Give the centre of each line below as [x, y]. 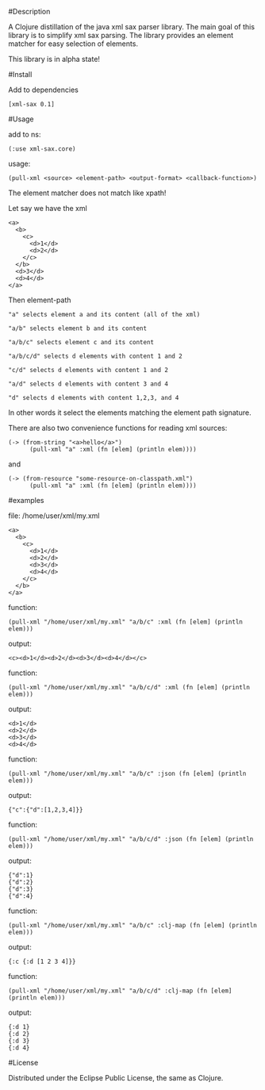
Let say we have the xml [48, 208]
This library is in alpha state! [54, 59]
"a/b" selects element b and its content [78, 328]
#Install [20, 74]
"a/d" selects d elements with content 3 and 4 [88, 384]
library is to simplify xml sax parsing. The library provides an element [121, 35]
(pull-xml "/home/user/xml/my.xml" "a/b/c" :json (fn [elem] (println [127, 773]
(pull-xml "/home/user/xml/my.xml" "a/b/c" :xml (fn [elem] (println [126, 622]
